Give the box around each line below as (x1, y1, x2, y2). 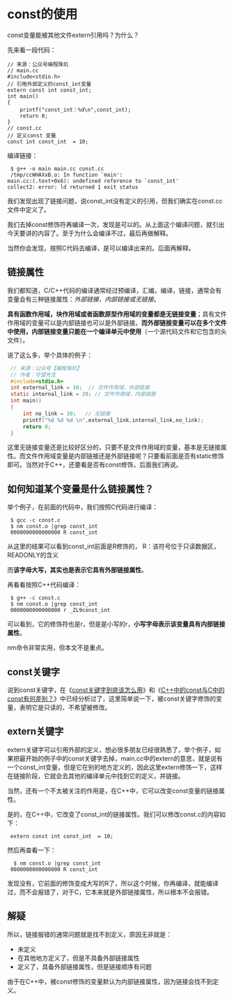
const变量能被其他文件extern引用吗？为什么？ (7, 31, 139, 39)
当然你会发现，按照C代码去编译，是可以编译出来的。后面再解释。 (7, 244, 195, 252)
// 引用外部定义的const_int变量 (7, 80, 92, 87)
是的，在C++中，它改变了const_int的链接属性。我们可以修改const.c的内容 (7, 810, 220, 818)
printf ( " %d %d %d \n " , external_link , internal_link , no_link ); (22, 416, 204, 423)
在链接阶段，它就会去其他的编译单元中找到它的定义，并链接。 (7, 771, 185, 780)
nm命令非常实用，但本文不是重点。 (7, 643, 108, 652)
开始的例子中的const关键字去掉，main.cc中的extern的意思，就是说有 (25, 754, 223, 762)
